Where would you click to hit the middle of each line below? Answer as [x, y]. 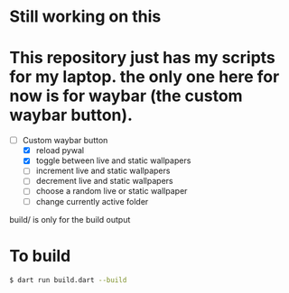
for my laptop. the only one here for [144, 77]
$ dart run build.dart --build [68, 280]
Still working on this [85, 17]
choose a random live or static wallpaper [112, 191]
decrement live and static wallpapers [104, 181]
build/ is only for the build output [70, 219]
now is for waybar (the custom [126, 96]
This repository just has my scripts [142, 58]
